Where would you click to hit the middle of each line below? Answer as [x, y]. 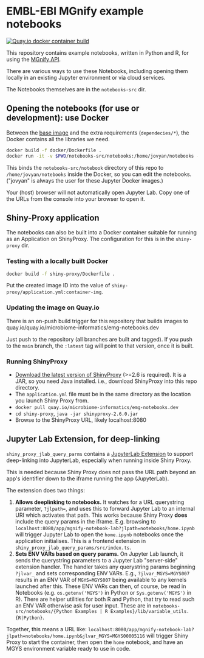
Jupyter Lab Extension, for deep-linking [83, 439]
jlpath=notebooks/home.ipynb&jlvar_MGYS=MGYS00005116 [76, 636]
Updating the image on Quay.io [53, 307]
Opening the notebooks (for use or [73, 109]
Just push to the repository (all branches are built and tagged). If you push [99, 339]
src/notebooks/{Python [44, 611]
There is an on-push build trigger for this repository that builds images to [97, 321]
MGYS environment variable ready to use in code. [68, 648]
